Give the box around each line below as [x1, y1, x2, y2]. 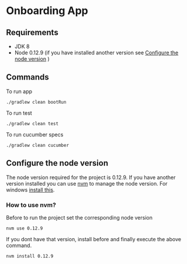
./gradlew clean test [6, 121, 59, 126]
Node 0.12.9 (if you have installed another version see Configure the [14, 49, 179, 56]
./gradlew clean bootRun [6, 99, 67, 105]
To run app [6, 88, 33, 95]
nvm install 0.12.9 [6, 253, 54, 259]
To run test [6, 109, 32, 116]
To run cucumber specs [6, 131, 64, 138]
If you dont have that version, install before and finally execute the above [6, 235, 181, 242]
